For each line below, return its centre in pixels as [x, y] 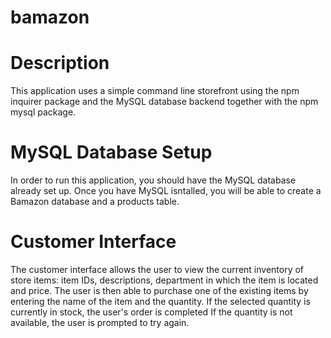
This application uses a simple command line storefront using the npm [155, 91]
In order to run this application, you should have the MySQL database [153, 180]
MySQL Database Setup [111, 152]
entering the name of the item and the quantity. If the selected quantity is [160, 301]
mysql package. [43, 112]
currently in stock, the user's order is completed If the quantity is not [151, 312]
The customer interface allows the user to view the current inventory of [157, 269]
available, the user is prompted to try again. [100, 322]
